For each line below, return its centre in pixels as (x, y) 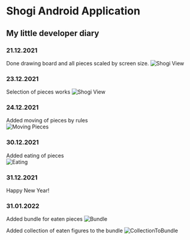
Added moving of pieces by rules (47, 121)
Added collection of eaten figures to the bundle (64, 231)
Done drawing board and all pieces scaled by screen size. (78, 63)
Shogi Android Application (73, 11)
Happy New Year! (28, 191)
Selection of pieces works (38, 92)
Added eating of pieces (35, 155)
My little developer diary (53, 33)
